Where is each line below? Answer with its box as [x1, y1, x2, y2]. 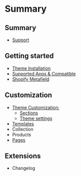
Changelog [12, 165, 35, 171]
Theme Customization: [12, 104, 60, 110]
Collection [12, 126, 33, 132]
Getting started [5, 52, 54, 60]
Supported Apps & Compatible [12, 70, 76, 77]
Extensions [5, 152, 41, 161]
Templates [12, 120, 34, 127]
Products [12, 131, 31, 138]
